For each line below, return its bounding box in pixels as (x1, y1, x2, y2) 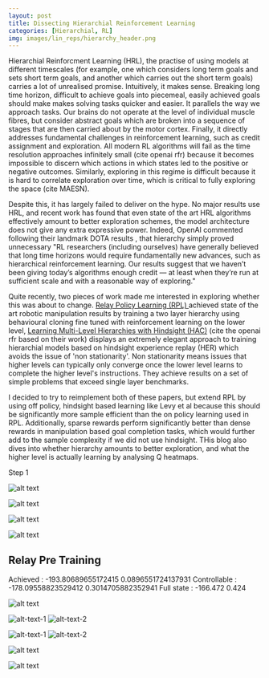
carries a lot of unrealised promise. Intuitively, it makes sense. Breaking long (8, 82, 260, 91)
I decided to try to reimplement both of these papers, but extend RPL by (8, 392, 247, 402)
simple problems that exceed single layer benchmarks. (8, 377, 190, 387)
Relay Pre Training (8, 553, 102, 566)
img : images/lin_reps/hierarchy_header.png (8, 34, 157, 43)
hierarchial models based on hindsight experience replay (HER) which (8, 343, 239, 353)
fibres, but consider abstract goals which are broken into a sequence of (8, 116, 246, 125)
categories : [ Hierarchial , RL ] (8, 26, 113, 35)
